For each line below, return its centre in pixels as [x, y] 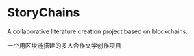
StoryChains [44, 13]
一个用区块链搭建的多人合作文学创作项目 [64, 45]
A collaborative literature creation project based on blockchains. [97, 31]
